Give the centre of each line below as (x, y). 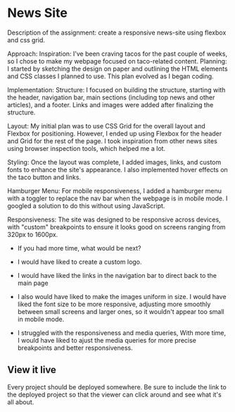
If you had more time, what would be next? (80, 248)
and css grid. (26, 40)
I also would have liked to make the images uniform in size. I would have (122, 296)
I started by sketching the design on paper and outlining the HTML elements (118, 68)
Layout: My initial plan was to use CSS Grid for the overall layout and (106, 126)
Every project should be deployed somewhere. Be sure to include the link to (117, 387)
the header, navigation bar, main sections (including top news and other (111, 97)
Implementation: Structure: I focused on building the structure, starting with (116, 90)
